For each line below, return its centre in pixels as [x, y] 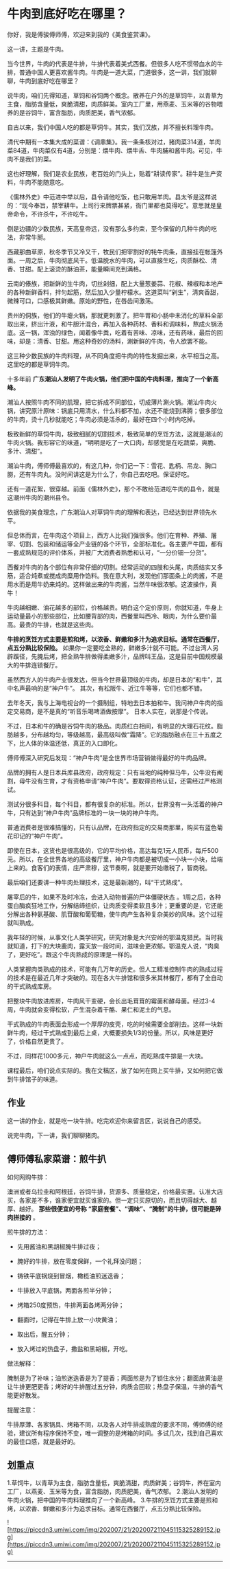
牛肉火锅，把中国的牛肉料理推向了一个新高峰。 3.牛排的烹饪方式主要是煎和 [113, 1500]
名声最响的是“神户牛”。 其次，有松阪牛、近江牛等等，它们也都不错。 [110, 688]
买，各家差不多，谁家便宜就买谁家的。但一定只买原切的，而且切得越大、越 [112, 1200]
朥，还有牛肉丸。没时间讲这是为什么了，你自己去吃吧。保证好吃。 [100, 474]
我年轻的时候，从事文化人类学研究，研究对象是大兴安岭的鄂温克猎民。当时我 [115, 937]
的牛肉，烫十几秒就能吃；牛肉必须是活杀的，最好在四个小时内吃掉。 [103, 419]
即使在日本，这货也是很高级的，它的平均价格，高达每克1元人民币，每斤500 [113, 850]
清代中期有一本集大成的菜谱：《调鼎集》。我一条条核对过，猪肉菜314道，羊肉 [114, 142]
